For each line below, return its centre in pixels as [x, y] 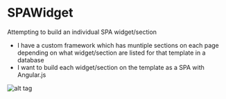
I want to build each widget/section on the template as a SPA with [111, 67]
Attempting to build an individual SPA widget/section [82, 32]
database [31, 60]
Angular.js [32, 75]
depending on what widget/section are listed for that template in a [111, 53]
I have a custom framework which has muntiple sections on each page [118, 45]
